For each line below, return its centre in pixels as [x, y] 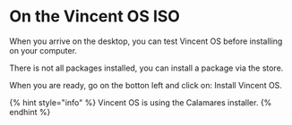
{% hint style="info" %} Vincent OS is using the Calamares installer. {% [141, 102]
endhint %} [30, 112]
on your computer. [43, 50]
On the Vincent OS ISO [95, 17]
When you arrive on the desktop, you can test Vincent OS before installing [146, 41]
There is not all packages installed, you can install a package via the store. [146, 68]
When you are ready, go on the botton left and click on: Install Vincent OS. [146, 85]
